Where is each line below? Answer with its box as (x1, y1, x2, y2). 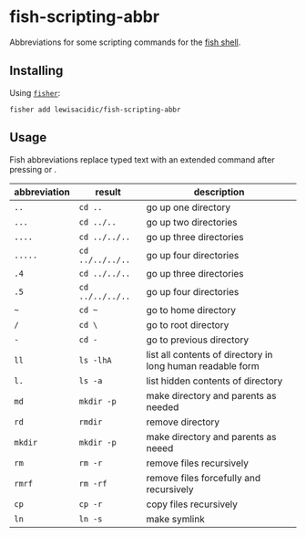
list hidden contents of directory (146, 374, 283, 387)
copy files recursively (146, 498, 239, 511)
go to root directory (146, 318, 229, 331)
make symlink (146, 512, 205, 525)
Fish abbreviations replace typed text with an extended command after (9, 153, 275, 165)
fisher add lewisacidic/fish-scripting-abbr (9, 105, 181, 114)
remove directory (146, 416, 220, 428)
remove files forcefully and (146, 471, 261, 484)
